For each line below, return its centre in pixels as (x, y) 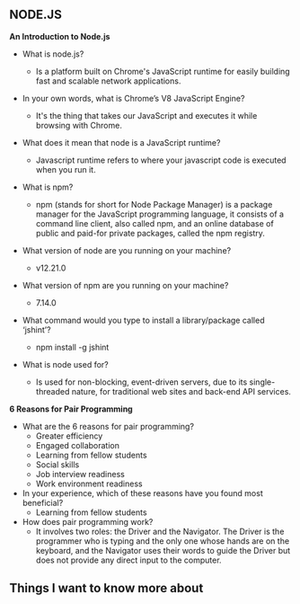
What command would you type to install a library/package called (143, 320)
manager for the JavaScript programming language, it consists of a (160, 214)
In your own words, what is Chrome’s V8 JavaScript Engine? (133, 98)
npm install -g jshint (72, 347)
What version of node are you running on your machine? (127, 250)
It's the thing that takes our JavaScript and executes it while (146, 115)
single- (262, 382)
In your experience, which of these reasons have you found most (142, 493)
